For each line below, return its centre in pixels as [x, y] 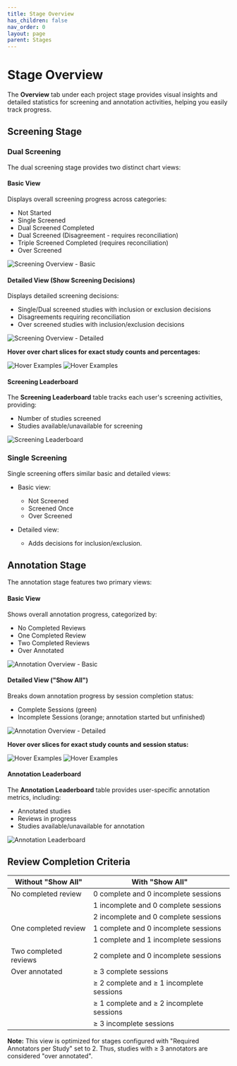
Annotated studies [44, 811]
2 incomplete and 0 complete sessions [157, 916]
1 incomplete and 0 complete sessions [157, 905]
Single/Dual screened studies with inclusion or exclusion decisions [114, 310]
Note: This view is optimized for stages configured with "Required [103, 1041]
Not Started [34, 212]
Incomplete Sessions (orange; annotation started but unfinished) [111, 717]
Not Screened [48, 501]
